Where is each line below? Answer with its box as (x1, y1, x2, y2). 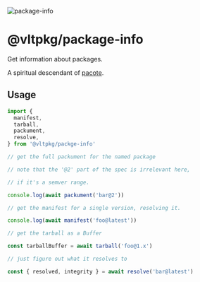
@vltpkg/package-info (7, 32, 144, 47)
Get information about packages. (7, 54, 104, 63)
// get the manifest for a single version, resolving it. (7, 204, 181, 211)
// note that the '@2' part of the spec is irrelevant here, (7, 166, 191, 173)
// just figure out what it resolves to (7, 255, 128, 262)
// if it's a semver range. (7, 179, 90, 186)
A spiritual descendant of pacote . (7, 68, 104, 77)
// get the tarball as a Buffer (7, 230, 102, 237)
